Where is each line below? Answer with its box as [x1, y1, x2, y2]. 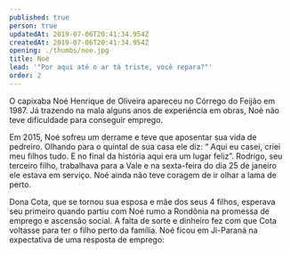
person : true [9, 21, 58, 30]
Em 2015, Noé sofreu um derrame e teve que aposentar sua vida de [9, 131, 257, 143]
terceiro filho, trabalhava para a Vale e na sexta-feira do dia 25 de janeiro [9, 160, 278, 170]
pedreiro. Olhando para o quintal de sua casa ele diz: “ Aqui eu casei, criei [9, 141, 281, 152]
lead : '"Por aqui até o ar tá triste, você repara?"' [9, 63, 214, 72]
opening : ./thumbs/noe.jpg [9, 46, 109, 55]
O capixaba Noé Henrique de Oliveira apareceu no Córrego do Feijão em [9, 95, 276, 106]
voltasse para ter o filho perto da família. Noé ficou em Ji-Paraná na [9, 225, 258, 235]
